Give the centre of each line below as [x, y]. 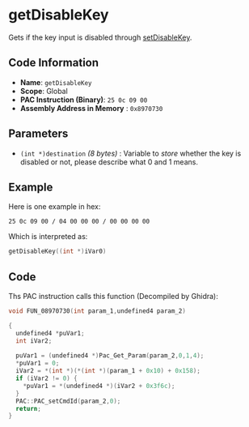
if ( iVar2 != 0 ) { [47, 378]
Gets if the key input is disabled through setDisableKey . [100, 37]
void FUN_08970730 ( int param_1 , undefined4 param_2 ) [97, 311]
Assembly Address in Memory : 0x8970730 [91, 108]
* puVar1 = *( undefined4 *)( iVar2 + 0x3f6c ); [99, 386]
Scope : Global [44, 91]
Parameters [38, 134]
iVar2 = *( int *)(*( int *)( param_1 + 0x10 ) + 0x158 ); [108, 371]
